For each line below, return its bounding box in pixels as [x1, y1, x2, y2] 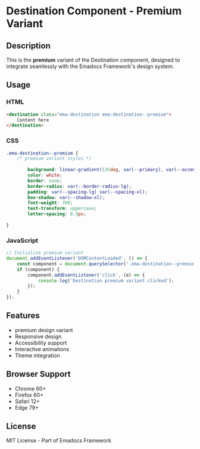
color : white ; [27, 172, 62, 178]
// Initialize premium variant [6, 250, 84, 256]
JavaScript [6, 236, 39, 244]
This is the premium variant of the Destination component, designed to [6, 57, 180, 63]
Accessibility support [14, 339, 67, 346]
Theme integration [14, 352, 61, 359]
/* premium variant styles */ [17, 156, 92, 162]
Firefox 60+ [14, 391, 43, 398]
